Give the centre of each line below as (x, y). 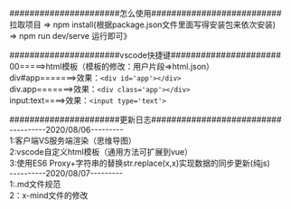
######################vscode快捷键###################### (145, 55)
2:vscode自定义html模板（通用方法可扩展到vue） (101, 152)
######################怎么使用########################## (145, 13)
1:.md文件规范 (35, 184)
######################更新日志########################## (145, 119)
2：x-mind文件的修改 (49, 195)
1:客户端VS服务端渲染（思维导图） (73, 140)
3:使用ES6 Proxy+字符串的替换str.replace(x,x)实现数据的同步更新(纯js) (140, 163)
